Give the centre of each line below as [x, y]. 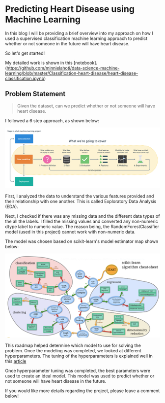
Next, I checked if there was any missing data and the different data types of [82, 216]
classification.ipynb [25, 78]
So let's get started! [25, 53]
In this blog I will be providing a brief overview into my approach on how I [79, 33]
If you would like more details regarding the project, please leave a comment [82, 391]
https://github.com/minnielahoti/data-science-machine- [63, 68]
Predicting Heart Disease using [70, 9]
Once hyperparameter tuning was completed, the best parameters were [78, 371]
